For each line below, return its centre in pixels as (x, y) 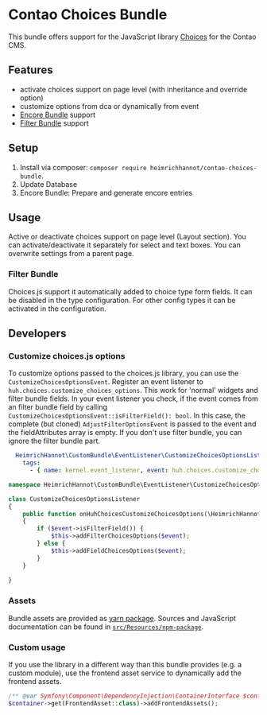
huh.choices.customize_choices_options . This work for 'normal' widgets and (133, 391)
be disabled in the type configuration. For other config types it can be (122, 300)
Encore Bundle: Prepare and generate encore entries (106, 192)
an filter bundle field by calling (58, 407)
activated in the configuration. (58, 309)
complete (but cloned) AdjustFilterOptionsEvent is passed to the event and (132, 424)
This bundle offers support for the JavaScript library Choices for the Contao (132, 37)
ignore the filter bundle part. (54, 441)
